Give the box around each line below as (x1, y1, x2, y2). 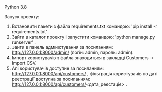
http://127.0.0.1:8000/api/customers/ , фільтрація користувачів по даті (11, 71, 158, 76)
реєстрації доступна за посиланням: (11, 76, 91, 82)
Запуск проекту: (4, 14, 40, 19)
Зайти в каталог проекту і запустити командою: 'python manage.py (11, 34, 155, 40)
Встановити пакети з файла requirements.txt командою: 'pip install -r (11, 23, 158, 29)
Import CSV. (11, 60, 37, 66)
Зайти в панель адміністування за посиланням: (11, 45, 113, 50)
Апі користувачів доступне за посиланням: (11, 65, 104, 71)
